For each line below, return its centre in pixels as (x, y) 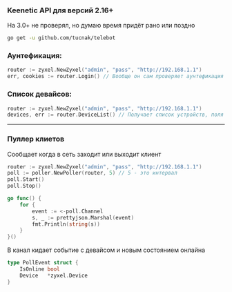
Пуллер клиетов (36, 139)
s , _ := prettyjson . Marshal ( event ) (83, 217)
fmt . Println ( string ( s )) (66, 224)
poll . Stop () (24, 186)
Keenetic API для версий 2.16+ (60, 10)
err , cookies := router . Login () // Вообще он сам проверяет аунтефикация (116, 77)
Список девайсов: (40, 94)
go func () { (24, 199)
